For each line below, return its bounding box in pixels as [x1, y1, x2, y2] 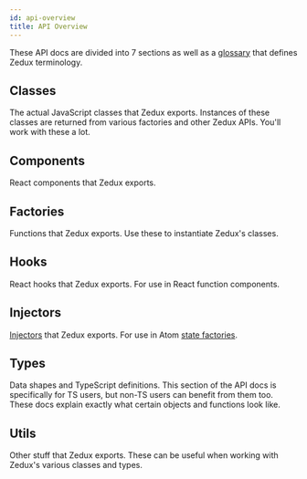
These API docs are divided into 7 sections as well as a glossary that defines [9, 47, 298, 57]
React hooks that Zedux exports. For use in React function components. [9, 278, 281, 289]
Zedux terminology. [9, 57, 83, 68]
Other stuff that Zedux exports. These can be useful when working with [9, 450, 279, 461]
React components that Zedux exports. [9, 177, 157, 188]
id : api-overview [9, 13, 76, 23]
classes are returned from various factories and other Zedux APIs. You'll [9, 117, 281, 128]
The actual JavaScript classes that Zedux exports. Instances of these [9, 107, 270, 119]
